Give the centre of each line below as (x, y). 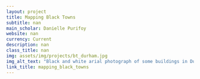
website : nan (22, 34)
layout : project (26, 12)
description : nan (28, 45)
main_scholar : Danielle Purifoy (46, 28)
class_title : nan (28, 50)
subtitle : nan (24, 23)
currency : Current (29, 39)
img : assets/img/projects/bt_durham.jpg (57, 56)
